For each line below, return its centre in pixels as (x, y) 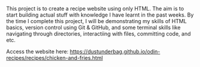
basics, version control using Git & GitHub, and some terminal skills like (93, 27)
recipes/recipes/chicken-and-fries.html (55, 58)
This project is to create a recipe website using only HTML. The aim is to (95, 9)
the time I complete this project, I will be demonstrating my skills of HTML (96, 21)
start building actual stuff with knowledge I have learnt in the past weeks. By (100, 15)
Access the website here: (37, 52)
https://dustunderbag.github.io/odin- (115, 52)
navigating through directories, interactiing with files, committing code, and (99, 34)
